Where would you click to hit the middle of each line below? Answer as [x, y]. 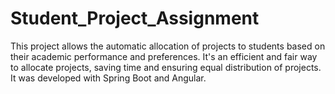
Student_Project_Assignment [135, 18]
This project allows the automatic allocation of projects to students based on [168, 46]
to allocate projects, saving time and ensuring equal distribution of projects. [166, 67]
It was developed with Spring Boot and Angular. [108, 78]
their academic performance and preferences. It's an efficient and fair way [164, 56]
